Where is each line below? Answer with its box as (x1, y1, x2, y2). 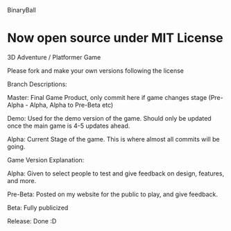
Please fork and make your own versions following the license (7, 66, 185, 75)
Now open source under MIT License (7, 31, 223, 46)
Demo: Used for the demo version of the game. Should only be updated (7, 114, 212, 122)
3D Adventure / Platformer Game (7, 53, 101, 61)
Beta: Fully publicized (7, 203, 69, 212)
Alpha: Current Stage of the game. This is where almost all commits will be (7, 135, 220, 143)
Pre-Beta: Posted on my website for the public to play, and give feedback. (7, 190, 219, 198)
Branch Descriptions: (7, 80, 67, 88)
